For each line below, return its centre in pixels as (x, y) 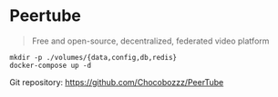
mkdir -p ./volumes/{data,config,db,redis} (93, 57)
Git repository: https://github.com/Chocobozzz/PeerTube (117, 82)
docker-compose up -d (51, 65)
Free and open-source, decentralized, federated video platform (150, 41)
